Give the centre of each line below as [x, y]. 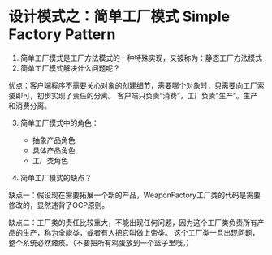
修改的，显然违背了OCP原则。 [59, 205]
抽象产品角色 [54, 140]
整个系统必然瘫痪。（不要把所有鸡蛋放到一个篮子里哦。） [101, 242]
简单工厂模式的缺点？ [56, 177]
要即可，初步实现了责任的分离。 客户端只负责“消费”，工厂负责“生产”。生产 [133, 95]
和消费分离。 [30, 106]
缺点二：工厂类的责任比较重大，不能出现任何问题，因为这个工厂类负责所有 [133, 222]
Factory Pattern [62, 35]
